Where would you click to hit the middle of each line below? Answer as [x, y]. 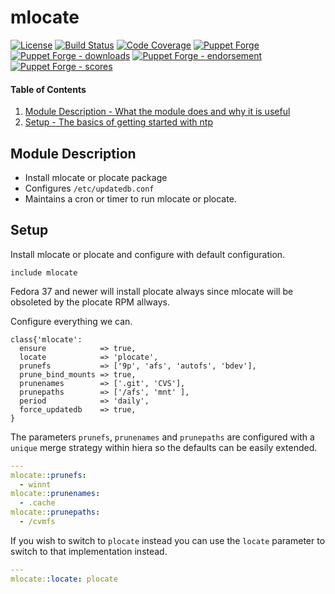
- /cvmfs [37, 522]
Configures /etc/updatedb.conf [89, 188]
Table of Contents [48, 89]
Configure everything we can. [71, 321]
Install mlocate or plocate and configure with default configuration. [148, 254]
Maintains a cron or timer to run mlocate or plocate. [130, 198]
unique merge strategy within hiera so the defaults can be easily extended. [164, 447]
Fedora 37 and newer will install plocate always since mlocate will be [152, 291]
